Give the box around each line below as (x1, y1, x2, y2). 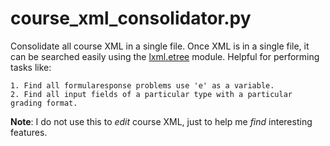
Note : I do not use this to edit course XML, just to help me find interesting (10, 115, 313, 127)
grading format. (10, 98, 78, 108)
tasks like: (10, 61, 52, 73)
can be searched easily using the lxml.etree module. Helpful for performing (10, 50, 320, 62)
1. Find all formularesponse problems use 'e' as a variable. (10, 80, 275, 91)
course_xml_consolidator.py (10, 7, 252, 30)
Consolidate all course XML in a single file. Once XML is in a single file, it (10, 40, 310, 52)
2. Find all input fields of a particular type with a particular (10, 89, 293, 99)
